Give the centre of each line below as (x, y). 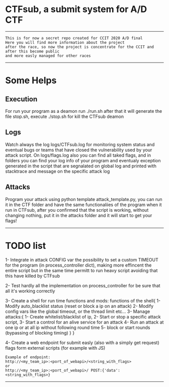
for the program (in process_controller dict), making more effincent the (78, 265)
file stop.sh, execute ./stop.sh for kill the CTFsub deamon (65, 116)
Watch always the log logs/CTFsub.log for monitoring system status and (80, 144)
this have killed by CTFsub (33, 276)
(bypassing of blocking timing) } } (40, 333)
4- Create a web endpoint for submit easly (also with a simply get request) (82, 342)
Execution (21, 99)
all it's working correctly (30, 291)
